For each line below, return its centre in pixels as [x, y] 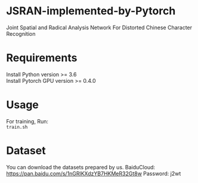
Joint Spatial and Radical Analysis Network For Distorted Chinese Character [99, 27]
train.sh [17, 127]
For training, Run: [27, 121]
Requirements [42, 58]
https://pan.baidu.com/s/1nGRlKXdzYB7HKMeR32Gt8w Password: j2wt [94, 173]
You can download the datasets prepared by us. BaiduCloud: [81, 167]
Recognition [21, 33]
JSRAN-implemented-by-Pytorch [91, 11]
